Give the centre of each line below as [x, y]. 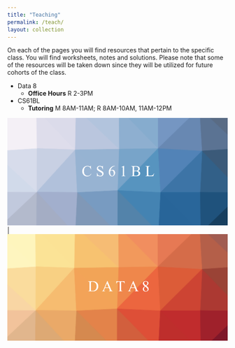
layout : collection [36, 29]
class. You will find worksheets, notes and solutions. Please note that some [115, 58]
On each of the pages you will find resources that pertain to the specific [111, 50]
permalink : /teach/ [36, 22]
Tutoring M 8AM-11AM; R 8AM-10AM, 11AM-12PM [100, 108]
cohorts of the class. [37, 73]
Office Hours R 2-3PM [60, 94]
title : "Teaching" [34, 15]
